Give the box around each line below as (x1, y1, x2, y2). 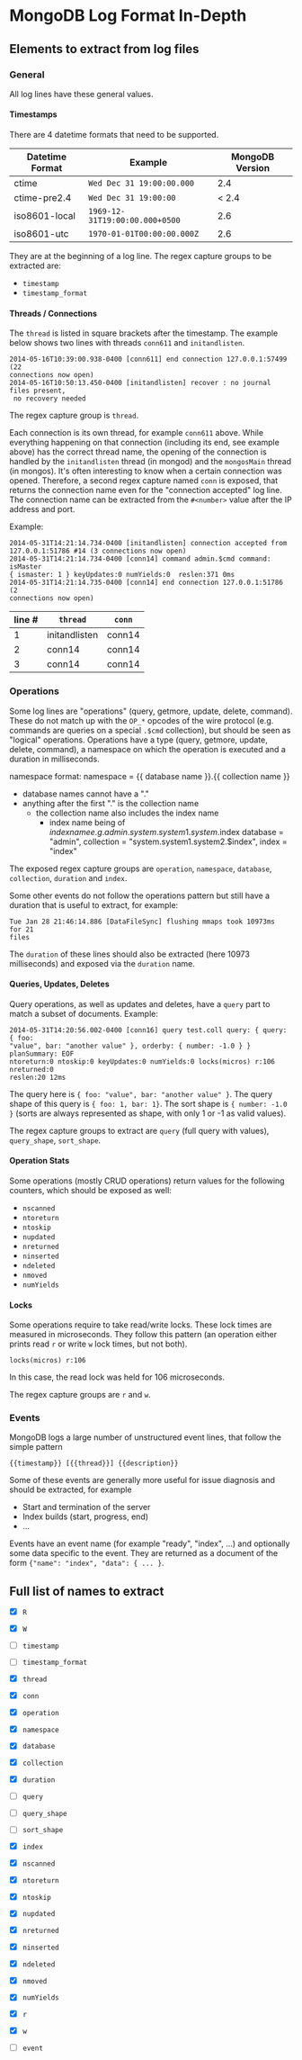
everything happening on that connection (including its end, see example (9, 437, 280, 448)
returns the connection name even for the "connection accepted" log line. (9, 485, 283, 496)
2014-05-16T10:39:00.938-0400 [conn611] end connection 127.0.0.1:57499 (9, 355, 288, 364)
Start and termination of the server (22, 1502, 151, 1513)
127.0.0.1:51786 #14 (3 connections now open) (9, 546, 187, 556)
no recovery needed (13, 394, 87, 403)
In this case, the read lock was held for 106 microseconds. (9, 1372, 225, 1382)
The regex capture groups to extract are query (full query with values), (9, 1125, 270, 1136)
